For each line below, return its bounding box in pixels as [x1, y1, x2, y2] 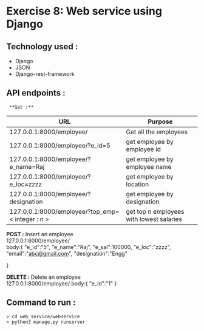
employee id [126, 145, 161, 153]
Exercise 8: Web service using [6, 4, 163, 18]
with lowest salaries [126, 214, 182, 223]
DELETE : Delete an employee [6, 273, 81, 281]
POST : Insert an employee [6, 230, 74, 237]
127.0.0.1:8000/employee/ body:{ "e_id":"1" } [6, 279, 117, 287]
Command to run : [6, 298, 76, 308]
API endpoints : [6, 88, 66, 98]
